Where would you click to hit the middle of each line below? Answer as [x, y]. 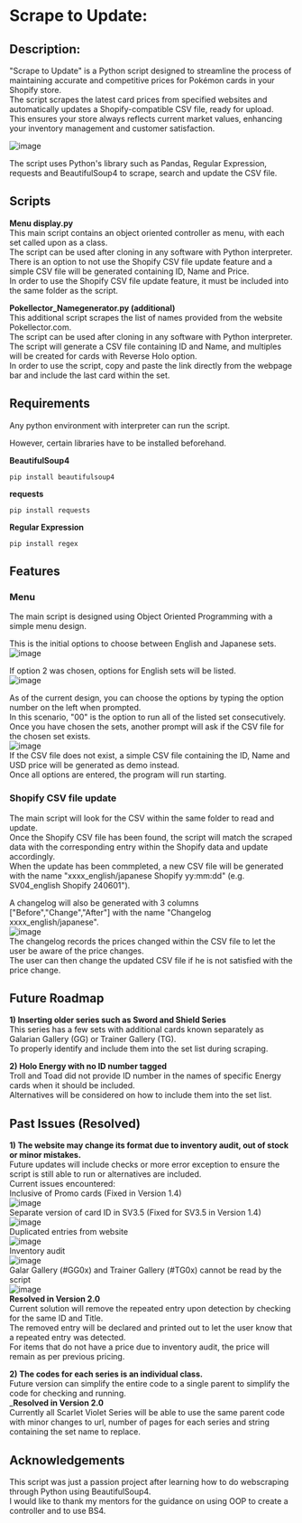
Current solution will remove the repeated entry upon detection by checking [150, 1309]
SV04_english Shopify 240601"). [70, 885]
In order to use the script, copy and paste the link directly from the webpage [151, 365]
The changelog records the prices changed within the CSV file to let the [142, 941]
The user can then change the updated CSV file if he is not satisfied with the [151, 960]
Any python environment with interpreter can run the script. [120, 425]
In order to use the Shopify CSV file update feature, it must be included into [149, 280]
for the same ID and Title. [56, 1318]
